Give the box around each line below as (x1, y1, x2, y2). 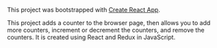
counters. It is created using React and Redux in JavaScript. (7, 33, 176, 41)
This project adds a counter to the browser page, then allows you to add (7, 19, 211, 26)
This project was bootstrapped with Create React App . (7, 6, 161, 14)
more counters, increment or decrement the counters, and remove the (7, 26, 205, 34)
